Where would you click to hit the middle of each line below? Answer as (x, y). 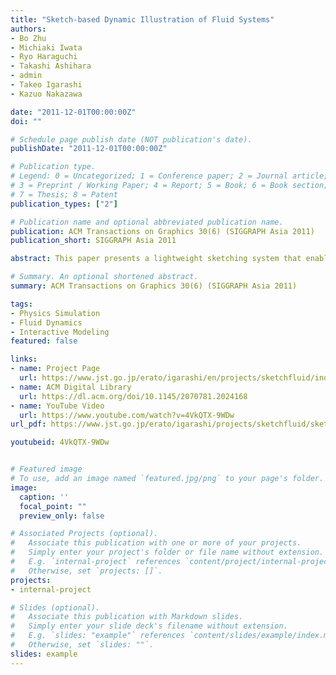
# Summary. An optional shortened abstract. (104, 277)
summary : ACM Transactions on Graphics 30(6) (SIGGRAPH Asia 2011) (154, 286)
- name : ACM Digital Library (71, 387)
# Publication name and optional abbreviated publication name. (147, 222)
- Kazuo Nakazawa (46, 94)
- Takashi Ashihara (51, 66)
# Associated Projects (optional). (84, 534)
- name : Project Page (55, 369)
